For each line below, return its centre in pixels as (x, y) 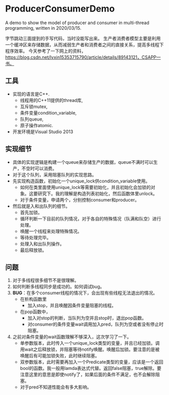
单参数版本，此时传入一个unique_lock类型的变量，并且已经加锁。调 (90, 343)
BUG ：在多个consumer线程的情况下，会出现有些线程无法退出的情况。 (85, 293)
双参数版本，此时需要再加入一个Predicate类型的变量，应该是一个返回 (92, 362)
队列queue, (32, 119)
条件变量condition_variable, (48, 113)
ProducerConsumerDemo (60, 9)
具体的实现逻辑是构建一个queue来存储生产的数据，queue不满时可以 (83, 162)
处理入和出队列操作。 (42, 244)
